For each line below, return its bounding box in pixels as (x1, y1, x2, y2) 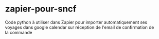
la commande (5, 29, 33, 35)
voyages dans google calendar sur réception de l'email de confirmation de (5, 24, 154, 30)
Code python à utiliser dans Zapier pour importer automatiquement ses (5, 19, 147, 25)
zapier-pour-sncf (5, 3, 77, 14)
